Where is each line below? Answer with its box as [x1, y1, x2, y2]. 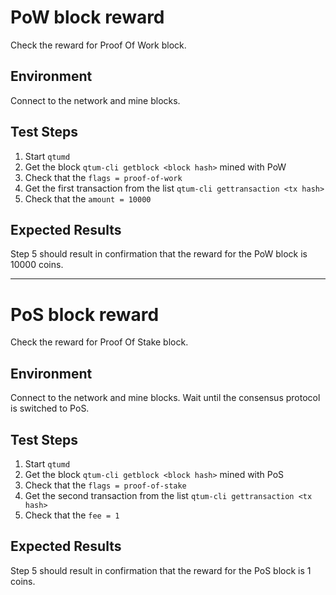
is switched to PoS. [10, 402, 90, 415]
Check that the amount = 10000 [24, 192, 152, 205]
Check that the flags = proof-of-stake [24, 479, 187, 491]
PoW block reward [10, 6, 165, 29]
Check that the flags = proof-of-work [24, 171, 183, 183]
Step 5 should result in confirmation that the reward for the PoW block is [10, 248, 308, 260]
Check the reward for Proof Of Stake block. [10, 336, 189, 348]
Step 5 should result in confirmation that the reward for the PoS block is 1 [10, 564, 312, 576]
